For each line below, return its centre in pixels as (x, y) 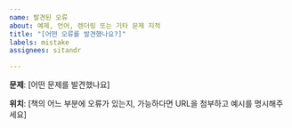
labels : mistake (39, 42)
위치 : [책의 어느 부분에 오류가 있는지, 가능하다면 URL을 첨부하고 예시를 (131, 104)
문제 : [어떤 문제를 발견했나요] (60, 84)
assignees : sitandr (45, 51)
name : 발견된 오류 (39, 17)
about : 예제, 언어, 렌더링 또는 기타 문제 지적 (85, 26)
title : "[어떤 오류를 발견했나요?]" (68, 34)
